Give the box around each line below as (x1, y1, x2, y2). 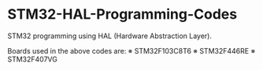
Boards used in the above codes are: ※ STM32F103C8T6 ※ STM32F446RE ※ (7, 46, 256, 55)
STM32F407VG (7, 54, 58, 64)
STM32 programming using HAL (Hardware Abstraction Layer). (7, 31, 213, 40)
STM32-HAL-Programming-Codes (7, 5, 238, 23)
